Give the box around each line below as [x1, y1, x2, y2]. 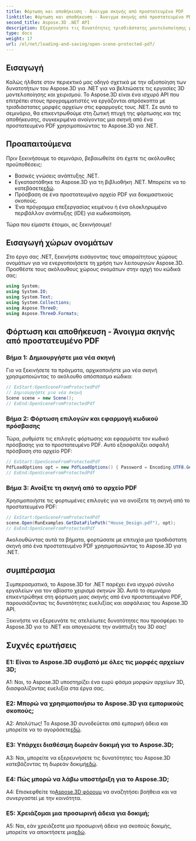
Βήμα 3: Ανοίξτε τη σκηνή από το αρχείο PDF [6, 484, 137, 492]
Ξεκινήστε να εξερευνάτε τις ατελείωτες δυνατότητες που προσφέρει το [6, 617, 184, 624]
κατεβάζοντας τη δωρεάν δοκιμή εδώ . [6, 760, 98, 767]
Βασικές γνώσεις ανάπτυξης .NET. [14, 172, 99, 179]
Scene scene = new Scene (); [6, 395, 75, 401]
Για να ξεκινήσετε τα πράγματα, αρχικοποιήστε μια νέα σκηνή [6, 367, 157, 374]
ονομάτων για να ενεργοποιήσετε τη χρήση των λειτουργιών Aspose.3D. [6, 259, 184, 266]
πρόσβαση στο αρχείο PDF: [6, 447, 73, 454]
